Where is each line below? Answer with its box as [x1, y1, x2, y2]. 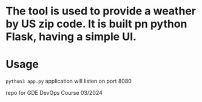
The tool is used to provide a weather [5, 4, 197, 18]
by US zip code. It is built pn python [5, 17, 187, 31]
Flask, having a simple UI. [5, 30, 137, 43]
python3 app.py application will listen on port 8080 [5, 77, 132, 85]
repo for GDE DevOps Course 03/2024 [5, 89, 103, 97]
